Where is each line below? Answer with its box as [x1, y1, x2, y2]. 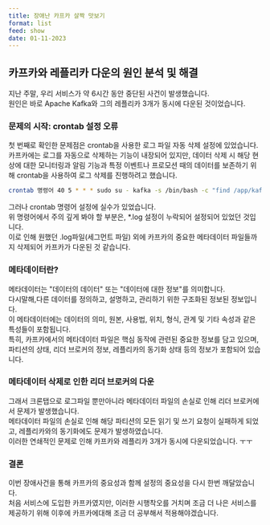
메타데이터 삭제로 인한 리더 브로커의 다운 [8, 376, 155, 388]
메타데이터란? [8, 264, 59, 275]
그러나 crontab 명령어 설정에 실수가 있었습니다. [8, 202, 157, 212]
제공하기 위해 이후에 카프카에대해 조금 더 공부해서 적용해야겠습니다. [8, 508, 219, 518]
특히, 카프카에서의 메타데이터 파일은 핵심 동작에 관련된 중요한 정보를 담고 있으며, [8, 334, 260, 344]
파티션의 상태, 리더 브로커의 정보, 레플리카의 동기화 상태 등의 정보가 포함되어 [8, 344, 247, 354]
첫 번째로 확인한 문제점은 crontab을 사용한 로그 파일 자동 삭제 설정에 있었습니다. [8, 140, 259, 150]
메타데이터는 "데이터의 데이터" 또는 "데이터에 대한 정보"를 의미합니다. [8, 284, 226, 294]
